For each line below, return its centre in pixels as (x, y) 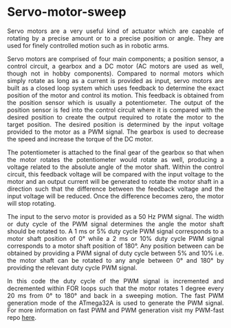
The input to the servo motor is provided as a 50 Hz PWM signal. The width (115, 216)
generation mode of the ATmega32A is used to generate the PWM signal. (115, 303)
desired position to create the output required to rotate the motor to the (115, 117)
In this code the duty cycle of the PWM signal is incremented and (115, 281)
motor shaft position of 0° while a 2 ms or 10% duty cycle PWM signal (115, 238)
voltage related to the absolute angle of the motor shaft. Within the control (115, 167)
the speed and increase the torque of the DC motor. (80, 139)
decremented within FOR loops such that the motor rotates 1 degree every (115, 288)
